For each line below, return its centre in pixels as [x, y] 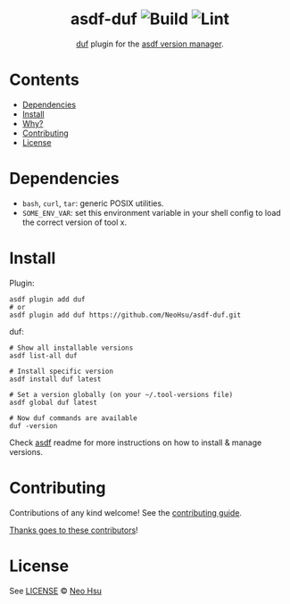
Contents [45, 80]
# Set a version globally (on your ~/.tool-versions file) [121, 394]
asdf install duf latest [55, 379]
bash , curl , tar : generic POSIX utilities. [93, 203]
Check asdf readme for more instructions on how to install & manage [136, 443]
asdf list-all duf [43, 356]
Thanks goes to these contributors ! [74, 530]
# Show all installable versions [71, 348]
